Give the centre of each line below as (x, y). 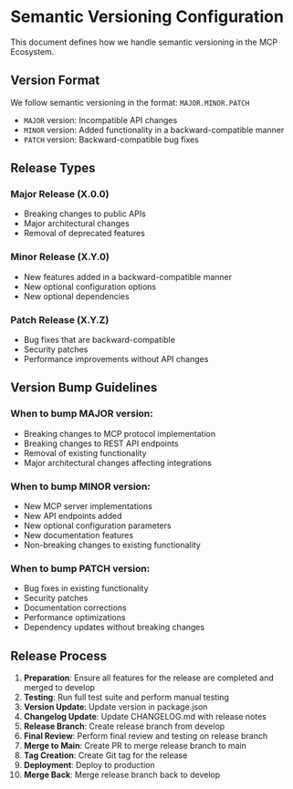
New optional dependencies (77, 296)
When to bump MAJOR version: (82, 414)
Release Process (59, 655)
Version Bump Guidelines (84, 388)
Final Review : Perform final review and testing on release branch (146, 736)
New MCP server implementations (88, 506)
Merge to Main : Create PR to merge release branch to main (135, 746)
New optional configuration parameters (97, 525)
